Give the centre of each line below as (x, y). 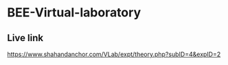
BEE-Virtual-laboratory (74, 13)
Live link (25, 38)
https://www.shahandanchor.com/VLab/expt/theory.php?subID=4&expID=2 (114, 54)
